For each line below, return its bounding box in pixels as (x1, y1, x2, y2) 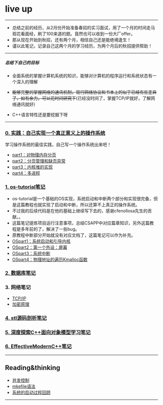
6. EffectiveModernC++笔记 (5, 343, 72, 350)
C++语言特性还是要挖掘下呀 (12, 111, 68, 117)
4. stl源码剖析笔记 (5, 314, 47, 321)
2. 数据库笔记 (5, 270, 36, 276)
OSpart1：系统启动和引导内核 (12, 238, 71, 244)
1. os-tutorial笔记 (5, 184, 46, 190)
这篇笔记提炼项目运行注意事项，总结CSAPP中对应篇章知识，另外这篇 (12, 220, 150, 226)
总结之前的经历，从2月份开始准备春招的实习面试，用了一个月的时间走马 (12, 24, 155, 30)
